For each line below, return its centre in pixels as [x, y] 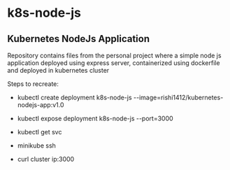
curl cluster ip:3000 [46, 159]
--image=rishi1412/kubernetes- [178, 97]
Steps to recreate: [33, 84]
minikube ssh [36, 146]
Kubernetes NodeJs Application [79, 39]
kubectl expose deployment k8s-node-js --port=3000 [95, 118]
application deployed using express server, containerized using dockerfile [114, 63]
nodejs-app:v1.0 [41, 105]
